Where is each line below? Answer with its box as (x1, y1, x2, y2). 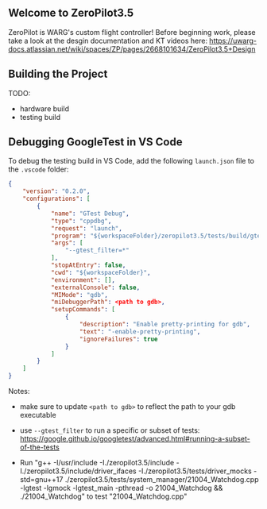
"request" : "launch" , (50, 224, 123, 233)
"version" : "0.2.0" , (22, 187, 91, 195)
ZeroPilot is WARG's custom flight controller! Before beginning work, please (8, 27, 256, 37)
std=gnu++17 (19, 475, 64, 484)
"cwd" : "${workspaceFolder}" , (50, 268, 151, 276)
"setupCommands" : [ (50, 306, 115, 314)
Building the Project (8, 67, 108, 81)
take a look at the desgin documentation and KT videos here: (8, 36, 208, 45)
